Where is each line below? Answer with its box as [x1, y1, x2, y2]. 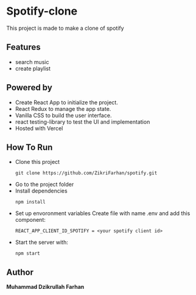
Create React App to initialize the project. [15, 99, 119, 106]
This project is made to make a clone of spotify [6, 24, 124, 32]
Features [6, 42, 41, 52]
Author [6, 267, 33, 277]
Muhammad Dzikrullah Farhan [6, 283, 85, 291]
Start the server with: [15, 239, 68, 246]
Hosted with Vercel [15, 124, 63, 132]
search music [15, 58, 49, 65]
